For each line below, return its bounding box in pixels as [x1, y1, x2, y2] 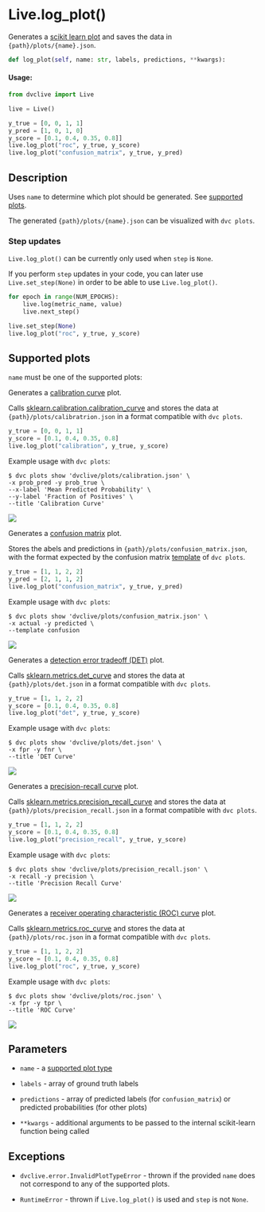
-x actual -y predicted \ [8, 619, 94, 627]
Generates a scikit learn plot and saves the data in [8, 32, 173, 41]
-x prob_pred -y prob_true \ [8, 479, 105, 487]
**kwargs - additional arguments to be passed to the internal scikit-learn [19, 1118, 256, 1128]
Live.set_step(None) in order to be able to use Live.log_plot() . [8, 278, 218, 287]
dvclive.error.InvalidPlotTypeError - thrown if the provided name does [19, 1171, 256, 1180]
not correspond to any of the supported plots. [19, 1179, 170, 1189]
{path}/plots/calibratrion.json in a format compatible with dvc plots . [8, 412, 243, 421]
